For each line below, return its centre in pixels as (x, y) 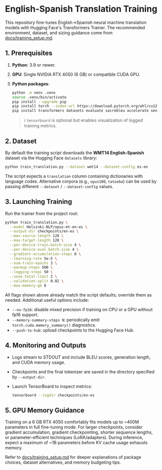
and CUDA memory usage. (38, 362)
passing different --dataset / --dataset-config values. (59, 186)
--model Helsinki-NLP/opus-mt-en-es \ (49, 227)
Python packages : (31, 84)
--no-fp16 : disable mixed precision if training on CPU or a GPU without (82, 309)
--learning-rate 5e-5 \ (33, 259)
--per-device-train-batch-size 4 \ (45, 245)
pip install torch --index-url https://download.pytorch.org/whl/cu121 (86, 106)
